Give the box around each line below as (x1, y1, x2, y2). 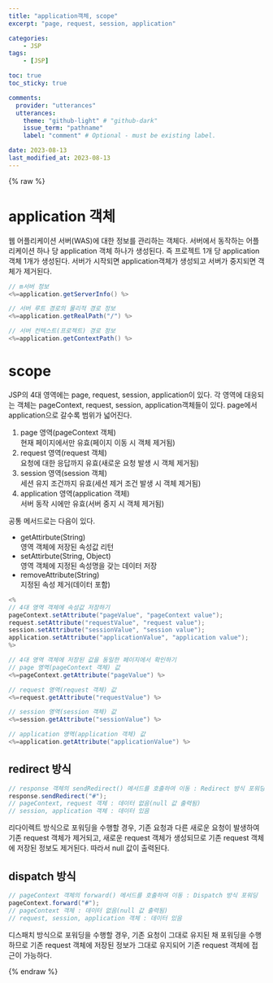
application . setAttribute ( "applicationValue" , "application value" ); (8, 634, 249, 642)
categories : (8, 34, 49, 42)
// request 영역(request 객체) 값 (8, 685, 117, 694)
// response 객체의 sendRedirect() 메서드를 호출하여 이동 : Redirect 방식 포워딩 (8, 784, 266, 793)
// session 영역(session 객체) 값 (8, 708, 117, 716)
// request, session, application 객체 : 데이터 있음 (8, 914, 183, 922)
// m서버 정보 (8, 282, 50, 291)
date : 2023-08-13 (8, 146, 67, 155)
